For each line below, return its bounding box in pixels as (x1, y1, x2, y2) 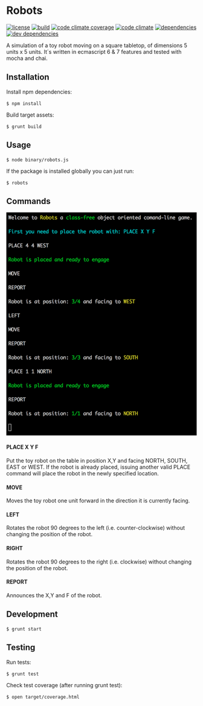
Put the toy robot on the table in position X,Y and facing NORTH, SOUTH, (6, 457, 188, 464)
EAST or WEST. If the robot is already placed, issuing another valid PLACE (6, 463, 191, 471)
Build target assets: (6, 111, 54, 118)
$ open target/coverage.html (6, 694, 80, 700)
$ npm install (6, 100, 42, 106)
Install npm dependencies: (6, 88, 72, 95)
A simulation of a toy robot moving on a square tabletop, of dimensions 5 (6, 42, 187, 49)
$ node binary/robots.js (6, 156, 69, 163)
